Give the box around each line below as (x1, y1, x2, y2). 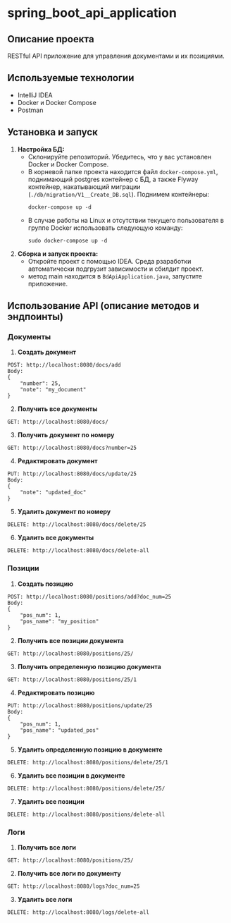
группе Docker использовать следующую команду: (27, 224, 183, 232)
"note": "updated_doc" (20, 489, 87, 496)
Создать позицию (17, 580, 74, 588)
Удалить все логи (17, 895, 73, 903)
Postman (17, 106, 44, 114)
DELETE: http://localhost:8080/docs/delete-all (7, 547, 150, 554)
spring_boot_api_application (7, 5, 177, 21)
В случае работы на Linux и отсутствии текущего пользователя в (27, 216, 224, 224)
